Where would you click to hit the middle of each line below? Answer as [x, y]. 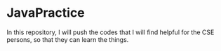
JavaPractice [46, 13]
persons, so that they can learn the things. [68, 39]
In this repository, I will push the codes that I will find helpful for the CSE [110, 32]
